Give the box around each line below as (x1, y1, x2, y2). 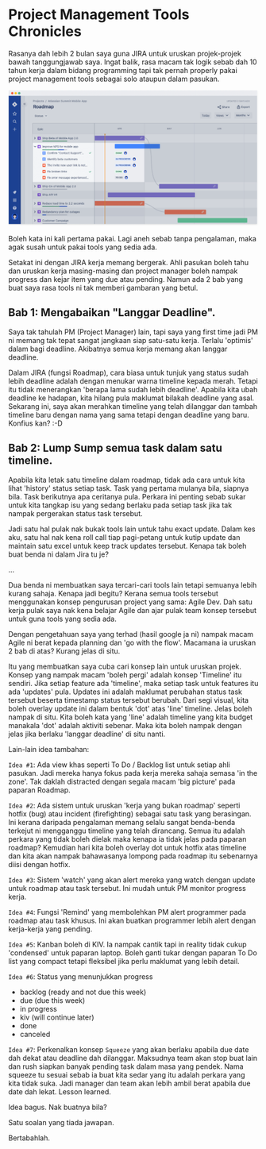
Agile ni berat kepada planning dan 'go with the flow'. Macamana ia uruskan (8, 638, 256, 647)
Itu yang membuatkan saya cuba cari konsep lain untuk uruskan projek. (8, 661, 242, 671)
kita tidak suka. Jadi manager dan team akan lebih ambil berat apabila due (8, 1078, 251, 1088)
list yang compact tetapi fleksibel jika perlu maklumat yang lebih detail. (8, 956, 240, 966)
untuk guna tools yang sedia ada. (8, 614, 118, 623)
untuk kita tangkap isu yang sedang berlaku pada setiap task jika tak (8, 500, 233, 510)
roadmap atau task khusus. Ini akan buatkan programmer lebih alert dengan (8, 916, 256, 925)
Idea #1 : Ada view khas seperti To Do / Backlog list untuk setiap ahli (8, 760, 230, 769)
